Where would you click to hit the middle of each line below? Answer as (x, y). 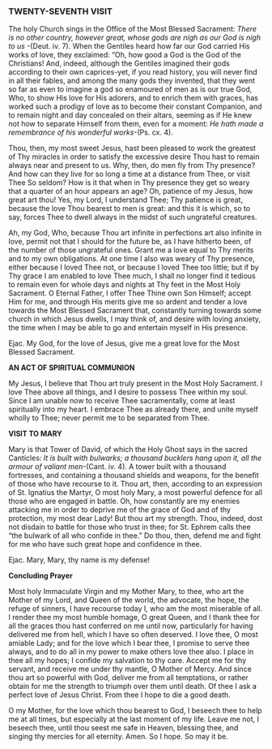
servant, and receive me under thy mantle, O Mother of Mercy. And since (130, 669)
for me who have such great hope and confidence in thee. (105, 545)
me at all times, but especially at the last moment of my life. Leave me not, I (134, 719)
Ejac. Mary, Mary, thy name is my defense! (79, 560)
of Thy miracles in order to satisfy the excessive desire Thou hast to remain (134, 157)
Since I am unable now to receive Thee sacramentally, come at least (122, 401)
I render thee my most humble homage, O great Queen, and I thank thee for (134, 618)
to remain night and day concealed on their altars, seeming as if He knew (130, 115)
